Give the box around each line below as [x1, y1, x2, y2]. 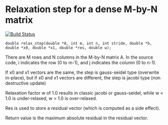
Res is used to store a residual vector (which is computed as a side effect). [5, 105, 160, 111]
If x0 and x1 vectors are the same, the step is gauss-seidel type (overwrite [5, 69, 159, 75]
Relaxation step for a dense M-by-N [5, 4, 158, 15]
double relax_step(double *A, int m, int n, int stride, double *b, [5, 40, 152, 46]
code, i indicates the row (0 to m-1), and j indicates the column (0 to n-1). [5, 59, 156, 65]
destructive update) [5, 80, 46, 86]
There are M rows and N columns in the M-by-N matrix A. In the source [5, 54, 153, 60]
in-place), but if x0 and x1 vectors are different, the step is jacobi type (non [5, 74, 161, 80]
